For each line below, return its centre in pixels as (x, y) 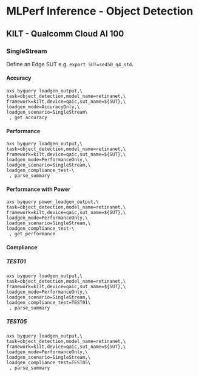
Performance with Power (39, 189)
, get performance (32, 234)
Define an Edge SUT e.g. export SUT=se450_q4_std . (70, 64)
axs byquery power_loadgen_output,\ (52, 202)
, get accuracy (28, 118)
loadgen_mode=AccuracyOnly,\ (43, 107)
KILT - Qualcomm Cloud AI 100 (65, 34)
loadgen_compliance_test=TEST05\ (49, 363)
